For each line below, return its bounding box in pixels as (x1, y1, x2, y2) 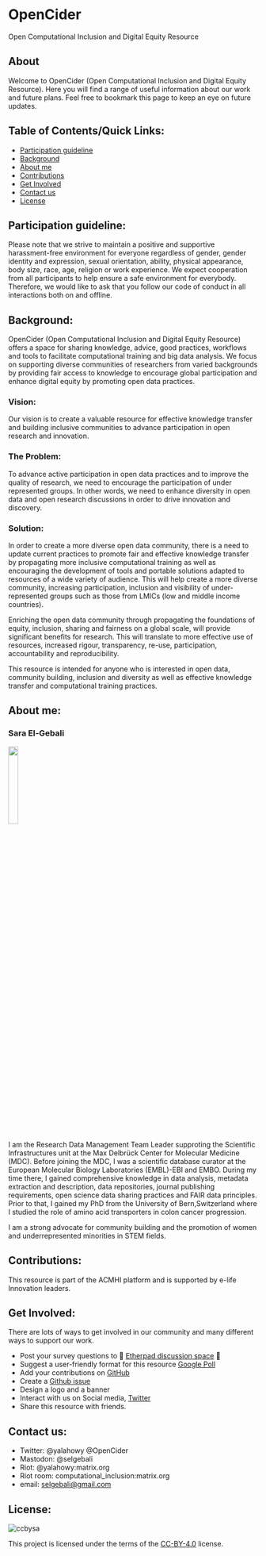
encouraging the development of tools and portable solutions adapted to (8, 566, 245, 576)
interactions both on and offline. (8, 290, 112, 300)
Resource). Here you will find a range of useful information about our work (8, 84, 251, 94)
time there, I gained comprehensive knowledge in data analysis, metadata (8, 1173, 249, 1183)
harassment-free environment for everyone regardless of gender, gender (8, 248, 247, 258)
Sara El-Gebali (8, 728, 65, 739)
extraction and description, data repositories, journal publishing (8, 1181, 215, 1191)
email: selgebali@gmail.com (19, 1480, 112, 1489)
